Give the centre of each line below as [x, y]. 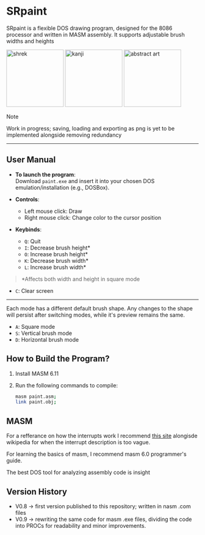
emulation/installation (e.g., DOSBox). [62, 187]
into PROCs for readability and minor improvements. [81, 525]
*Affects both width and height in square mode [81, 279]
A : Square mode [35, 326]
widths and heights [30, 41]
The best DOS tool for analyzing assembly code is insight [78, 472]
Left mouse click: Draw [53, 211]
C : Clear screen [34, 290]
